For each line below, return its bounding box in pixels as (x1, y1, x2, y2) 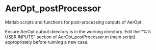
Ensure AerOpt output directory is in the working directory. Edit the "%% (5, 28, 152, 34)
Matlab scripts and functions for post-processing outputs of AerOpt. (5, 19, 143, 25)
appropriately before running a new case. (5, 39, 89, 45)
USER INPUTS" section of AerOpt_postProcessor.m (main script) (5, 34, 136, 40)
